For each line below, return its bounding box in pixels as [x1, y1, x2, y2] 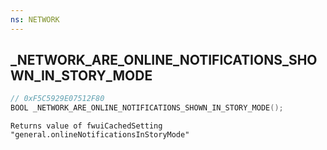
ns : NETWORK [10, 14, 60, 25]
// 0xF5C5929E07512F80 [10, 94, 105, 104]
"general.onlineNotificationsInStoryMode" [10, 130, 190, 140]
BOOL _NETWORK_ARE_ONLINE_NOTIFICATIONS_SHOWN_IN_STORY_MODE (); [10, 103, 284, 113]
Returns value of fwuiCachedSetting [10, 121, 163, 131]
